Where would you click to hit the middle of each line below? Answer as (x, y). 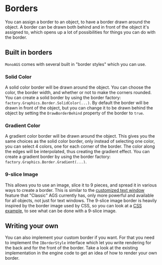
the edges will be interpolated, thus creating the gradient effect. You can (77, 152)
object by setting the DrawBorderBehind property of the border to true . (75, 113)
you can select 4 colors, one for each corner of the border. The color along (80, 146)
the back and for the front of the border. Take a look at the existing (72, 248)
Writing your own (32, 226)
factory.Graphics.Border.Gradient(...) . (46, 162)
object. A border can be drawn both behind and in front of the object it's (77, 27)
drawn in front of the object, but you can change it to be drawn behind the (79, 108)
